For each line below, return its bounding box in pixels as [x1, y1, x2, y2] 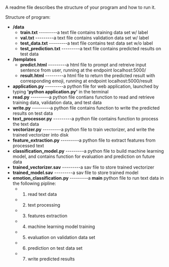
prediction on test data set [27, 245, 82, 251]
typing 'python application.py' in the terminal [12, 89, 109, 94]
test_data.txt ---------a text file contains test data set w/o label [20, 40, 153, 46]
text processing [27, 202, 61, 208]
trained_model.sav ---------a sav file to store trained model [12, 170, 139, 176]
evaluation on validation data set [27, 235, 96, 240]
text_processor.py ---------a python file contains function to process [12, 116, 158, 121]
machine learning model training [27, 223, 95, 229]
